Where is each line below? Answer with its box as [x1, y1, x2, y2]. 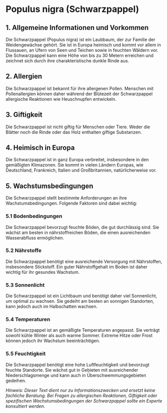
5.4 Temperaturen [5, 316, 50, 323]
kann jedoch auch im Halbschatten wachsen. [5, 303, 98, 310]
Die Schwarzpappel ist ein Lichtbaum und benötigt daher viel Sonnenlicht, [5, 293, 158, 299]
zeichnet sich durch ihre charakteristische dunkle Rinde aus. [5, 58, 129, 63]
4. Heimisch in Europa [5, 144, 75, 152]
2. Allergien [5, 72, 42, 81]
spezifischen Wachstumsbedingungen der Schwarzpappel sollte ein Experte [5, 398, 163, 404]
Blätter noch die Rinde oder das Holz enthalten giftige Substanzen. [5, 129, 142, 135]
